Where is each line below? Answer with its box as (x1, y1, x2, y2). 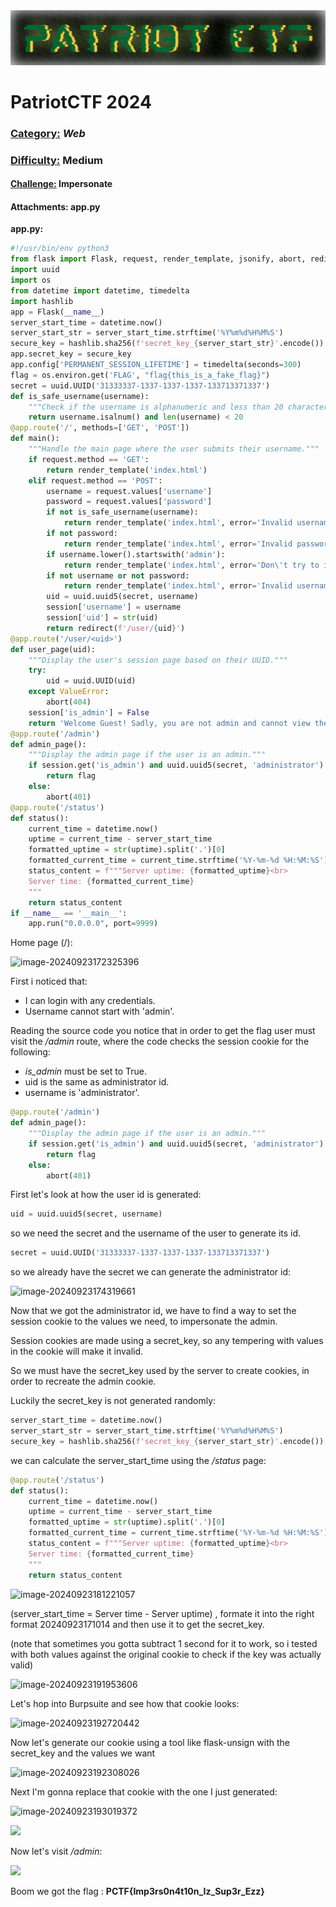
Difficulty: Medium (10, 153, 104, 167)
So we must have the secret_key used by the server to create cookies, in (10, 1365, 310, 1377)
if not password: (46, 529, 118, 539)
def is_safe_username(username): (10, 391, 150, 401)
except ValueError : (28, 687, 110, 697)
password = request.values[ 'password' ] (46, 497, 213, 507)
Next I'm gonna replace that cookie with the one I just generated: (10, 1785, 278, 1798)
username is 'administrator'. (24, 1087, 140, 1099)
